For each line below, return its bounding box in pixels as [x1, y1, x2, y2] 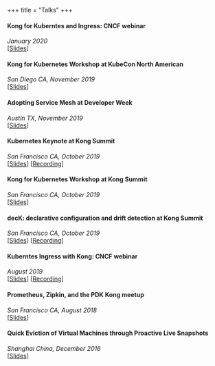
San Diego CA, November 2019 [7, 75, 95, 83]
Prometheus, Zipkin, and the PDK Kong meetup [7, 291, 144, 299]
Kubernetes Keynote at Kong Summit [7, 137, 115, 145]
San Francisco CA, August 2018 [7, 306, 98, 314]
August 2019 [7, 267, 43, 276]
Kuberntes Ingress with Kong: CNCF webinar [7, 252, 138, 261]
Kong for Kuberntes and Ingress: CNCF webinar [7, 21, 146, 30]
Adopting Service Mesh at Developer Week [7, 99, 133, 106]
